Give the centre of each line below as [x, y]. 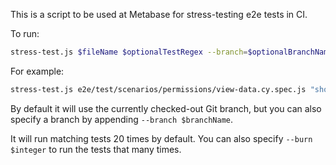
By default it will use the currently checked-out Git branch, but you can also [166, 108]
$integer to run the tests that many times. [96, 149]
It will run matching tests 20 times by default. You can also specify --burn [161, 138]
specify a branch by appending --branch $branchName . [122, 119]
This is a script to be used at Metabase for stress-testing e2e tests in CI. [159, 14]
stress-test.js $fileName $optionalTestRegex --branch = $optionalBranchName [171, 52]
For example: [37, 71]
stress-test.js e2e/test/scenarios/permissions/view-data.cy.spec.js [158, 89]
